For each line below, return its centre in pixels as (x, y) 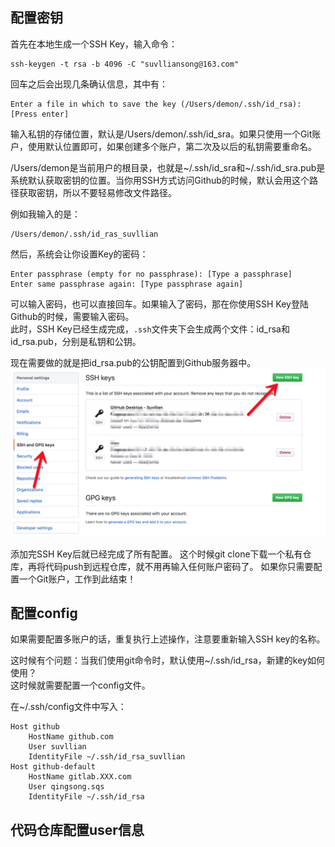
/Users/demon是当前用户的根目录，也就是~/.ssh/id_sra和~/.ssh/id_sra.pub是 (168, 167)
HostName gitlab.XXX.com (80, 777)
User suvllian (57, 747)
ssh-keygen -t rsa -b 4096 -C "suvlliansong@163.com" (125, 64)
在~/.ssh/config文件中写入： (68, 707)
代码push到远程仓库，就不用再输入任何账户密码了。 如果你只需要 (179, 566)
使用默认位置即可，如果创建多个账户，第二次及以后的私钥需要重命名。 (172, 146)
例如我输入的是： (45, 214)
